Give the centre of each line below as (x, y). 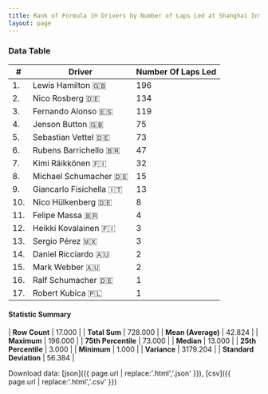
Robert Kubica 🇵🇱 (67, 293)
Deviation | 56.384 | (41, 358)
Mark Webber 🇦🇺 (67, 267)
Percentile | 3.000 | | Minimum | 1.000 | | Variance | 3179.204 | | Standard (131, 349)
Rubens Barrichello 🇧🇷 (77, 150)
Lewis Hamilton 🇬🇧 (70, 85)
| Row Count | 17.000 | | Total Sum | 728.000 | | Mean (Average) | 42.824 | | (133, 332)
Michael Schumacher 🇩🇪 (81, 176)
